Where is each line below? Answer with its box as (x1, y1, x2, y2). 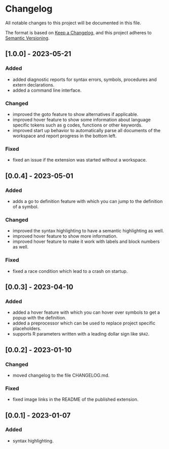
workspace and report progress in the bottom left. (12, 133, 117, 139)
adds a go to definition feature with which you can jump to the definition (12, 198, 163, 204)
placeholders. (12, 325, 41, 332)
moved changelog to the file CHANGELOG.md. (12, 372, 110, 378)
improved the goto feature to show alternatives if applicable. (12, 111, 139, 117)
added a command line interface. (12, 87, 82, 93)
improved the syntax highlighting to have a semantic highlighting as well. (12, 228, 164, 234)
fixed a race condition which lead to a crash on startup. (12, 268, 128, 274)
